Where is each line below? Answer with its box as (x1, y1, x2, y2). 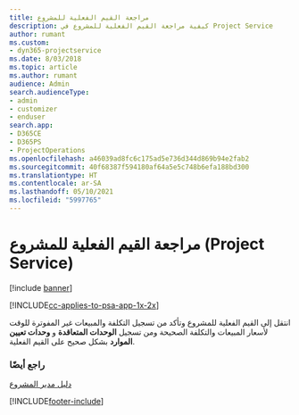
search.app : (9, 121, 54, 130)
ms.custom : (9, 37, 50, 47)
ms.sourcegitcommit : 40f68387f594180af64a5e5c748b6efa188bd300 (9, 162, 250, 171)
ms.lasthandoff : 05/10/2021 (9, 187, 114, 196)
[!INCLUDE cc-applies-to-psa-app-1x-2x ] (9, 300, 160, 311)
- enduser (9, 112, 46, 121)
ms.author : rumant (9, 71, 78, 80)
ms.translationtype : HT (9, 170, 98, 179)
